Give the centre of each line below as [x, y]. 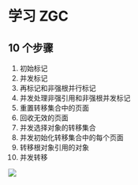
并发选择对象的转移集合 [58, 128]
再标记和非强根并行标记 [58, 88]
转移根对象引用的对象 [54, 147]
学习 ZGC [39, 16]
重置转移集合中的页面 [54, 108]
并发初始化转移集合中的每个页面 [71, 138]
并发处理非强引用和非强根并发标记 [75, 98]
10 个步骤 [31, 48]
